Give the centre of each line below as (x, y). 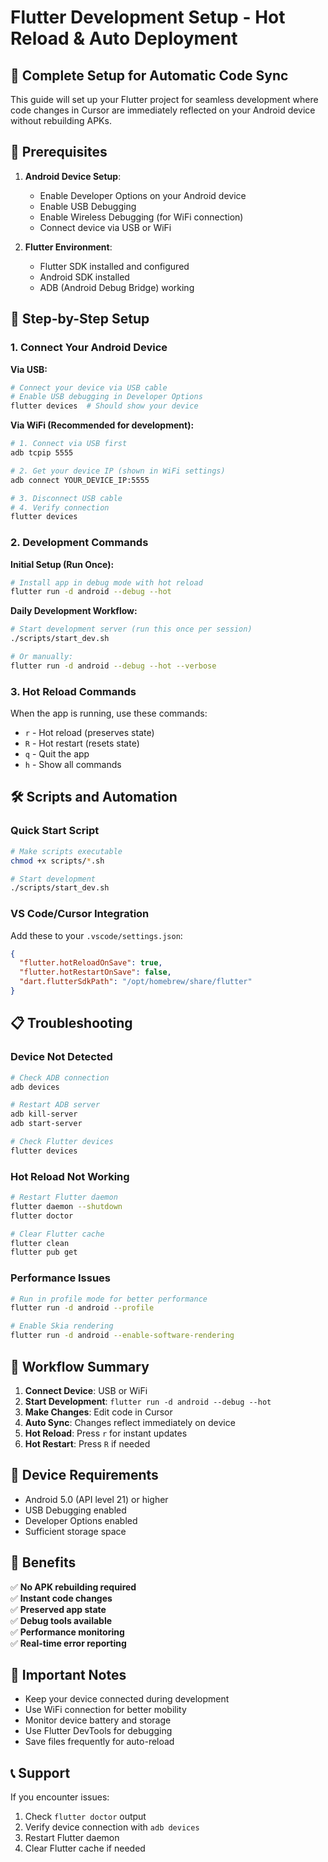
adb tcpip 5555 (42, 453)
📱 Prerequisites (59, 152)
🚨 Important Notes (68, 1674)
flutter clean (40, 1243)
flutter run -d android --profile (82, 1308)
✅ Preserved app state (58, 1609)
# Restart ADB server (55, 1105)
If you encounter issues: (60, 1797)
